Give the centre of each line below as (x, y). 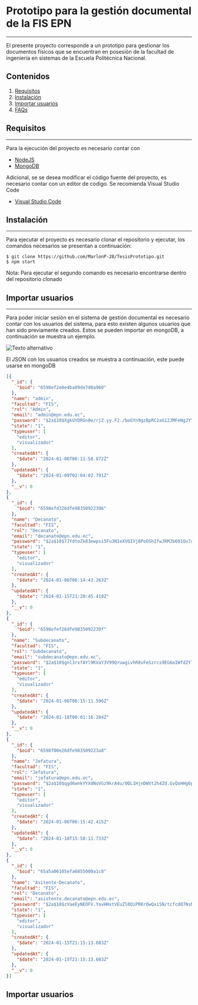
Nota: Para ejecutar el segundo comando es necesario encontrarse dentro (96, 273)
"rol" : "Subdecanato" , (39, 651)
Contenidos (28, 77)
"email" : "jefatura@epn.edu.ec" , (52, 778)
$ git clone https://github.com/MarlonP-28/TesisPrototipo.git (85, 257)
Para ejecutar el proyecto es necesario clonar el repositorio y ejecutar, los (96, 240)
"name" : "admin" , (33, 398)
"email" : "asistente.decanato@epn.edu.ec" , (65, 899)
